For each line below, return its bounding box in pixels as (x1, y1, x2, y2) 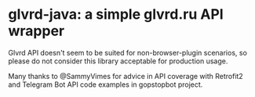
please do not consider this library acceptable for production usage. (8, 56, 228, 66)
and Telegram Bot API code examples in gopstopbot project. (8, 80, 203, 89)
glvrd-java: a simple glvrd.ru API (8, 5, 224, 23)
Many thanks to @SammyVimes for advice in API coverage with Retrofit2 (8, 71, 243, 81)
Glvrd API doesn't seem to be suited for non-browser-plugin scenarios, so (8, 48, 247, 57)
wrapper (8, 22, 65, 40)
